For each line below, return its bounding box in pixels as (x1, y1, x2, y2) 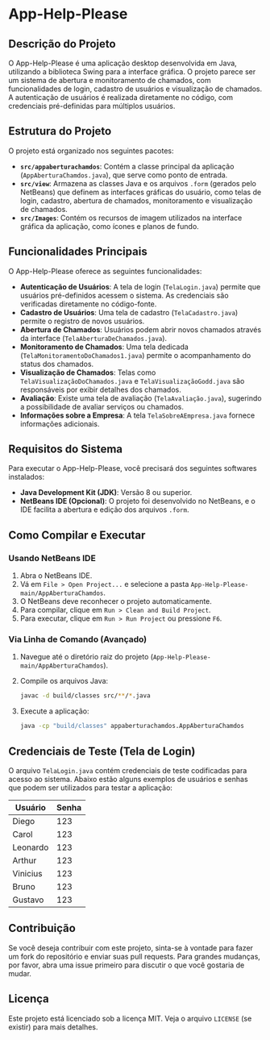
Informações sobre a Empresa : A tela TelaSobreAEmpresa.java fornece (19, 410, 255, 420)
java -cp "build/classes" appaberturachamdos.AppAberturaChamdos (19, 722, 244, 730)
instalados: (8, 472, 45, 482)
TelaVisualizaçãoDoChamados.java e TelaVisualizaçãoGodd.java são (19, 376, 245, 385)
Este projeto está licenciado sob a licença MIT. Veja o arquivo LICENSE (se (8, 1013, 252, 1023)
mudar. (8, 968, 32, 978)
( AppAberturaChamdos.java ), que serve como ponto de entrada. (19, 170, 228, 180)
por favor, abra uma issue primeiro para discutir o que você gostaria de (8, 960, 245, 970)
